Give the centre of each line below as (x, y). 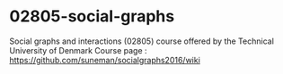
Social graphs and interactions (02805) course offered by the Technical (141, 41)
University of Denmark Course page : (78, 50)
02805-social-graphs (92, 16)
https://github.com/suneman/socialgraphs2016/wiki (105, 60)
